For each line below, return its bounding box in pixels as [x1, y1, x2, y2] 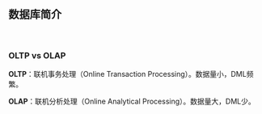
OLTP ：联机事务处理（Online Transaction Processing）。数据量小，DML [8, 70, 247, 79]
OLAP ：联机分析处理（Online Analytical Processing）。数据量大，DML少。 [8, 96, 256, 107]
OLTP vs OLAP [8, 49, 66, 61]
